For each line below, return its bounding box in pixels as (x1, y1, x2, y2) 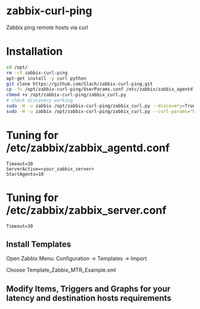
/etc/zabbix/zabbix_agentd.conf (6, 141, 170, 154)
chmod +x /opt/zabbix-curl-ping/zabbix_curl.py (6, 92, 127, 98)
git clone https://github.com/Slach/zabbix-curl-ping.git (6, 81, 153, 87)
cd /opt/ (6, 64, 28, 70)
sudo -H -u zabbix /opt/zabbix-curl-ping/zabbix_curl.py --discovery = (6, 103, 185, 109)
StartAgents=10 (6, 171, 44, 177)
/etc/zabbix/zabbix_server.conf (6, 203, 167, 217)
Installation (6, 45, 63, 58)
